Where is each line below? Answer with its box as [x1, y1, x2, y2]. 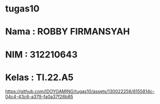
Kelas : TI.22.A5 [5, 71, 74, 83]
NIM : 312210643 [5, 48, 78, 60]
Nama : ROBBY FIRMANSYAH [5, 26, 130, 37]
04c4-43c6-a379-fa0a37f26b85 [5, 93, 73, 99]
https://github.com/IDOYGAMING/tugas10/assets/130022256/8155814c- [5, 88, 155, 94]
